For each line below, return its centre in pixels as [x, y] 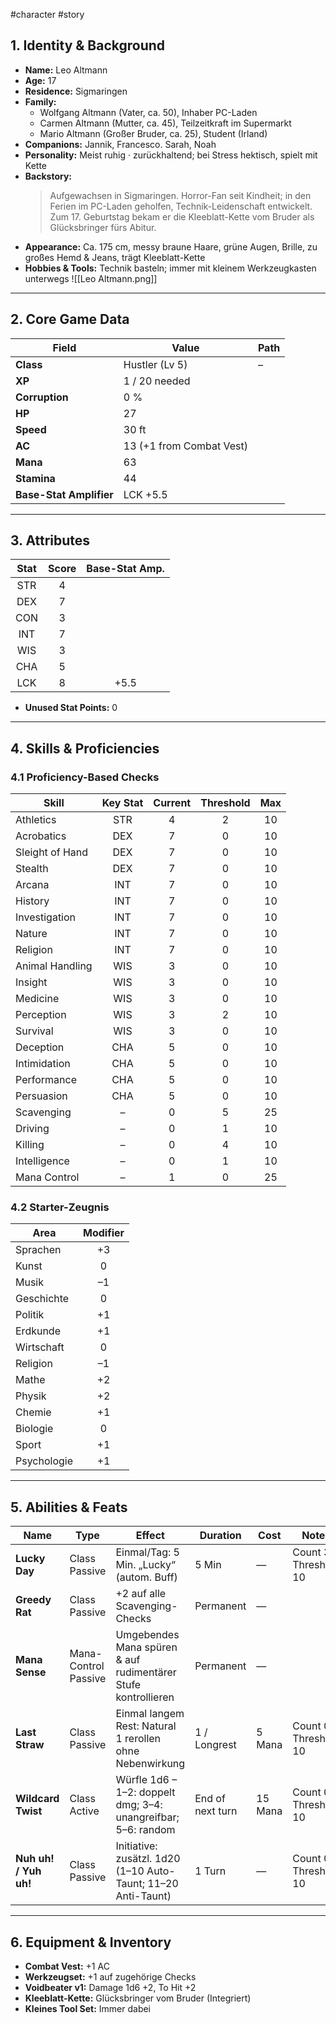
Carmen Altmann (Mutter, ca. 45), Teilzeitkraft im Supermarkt [165, 123]
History [32, 901]
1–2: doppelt [145, 1792]
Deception [40, 1047]
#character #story [47, 14]
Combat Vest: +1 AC [67, 1966]
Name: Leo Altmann [66, 70]
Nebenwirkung [150, 1764]
